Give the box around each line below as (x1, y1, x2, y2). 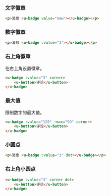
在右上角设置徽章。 (5, 65, 45, 71)
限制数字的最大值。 (5, 109, 45, 115)
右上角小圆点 (5, 166, 36, 173)
